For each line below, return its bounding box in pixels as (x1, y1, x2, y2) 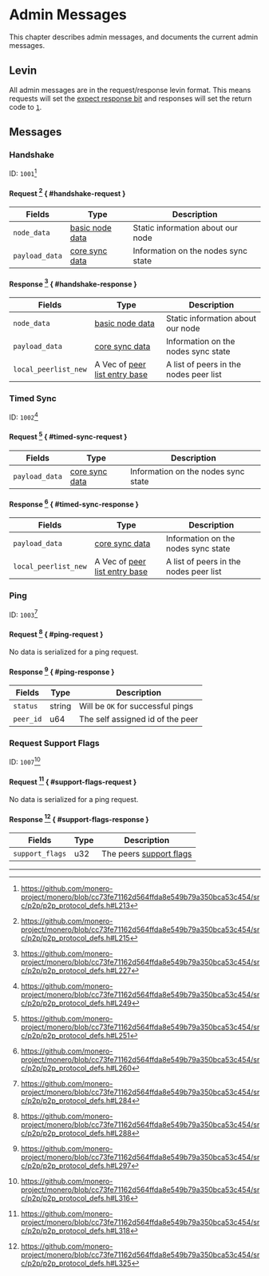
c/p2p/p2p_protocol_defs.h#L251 (20, 1030, 130, 1040)
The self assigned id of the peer (79, 714, 199, 725)
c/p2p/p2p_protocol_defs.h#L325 (20, 1258, 132, 1268)
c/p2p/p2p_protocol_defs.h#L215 (20, 933, 130, 942)
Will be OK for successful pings (79, 700, 194, 712)
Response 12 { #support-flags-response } (9, 813, 150, 824)
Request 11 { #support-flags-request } (9, 775, 137, 786)
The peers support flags (101, 848, 192, 859)
